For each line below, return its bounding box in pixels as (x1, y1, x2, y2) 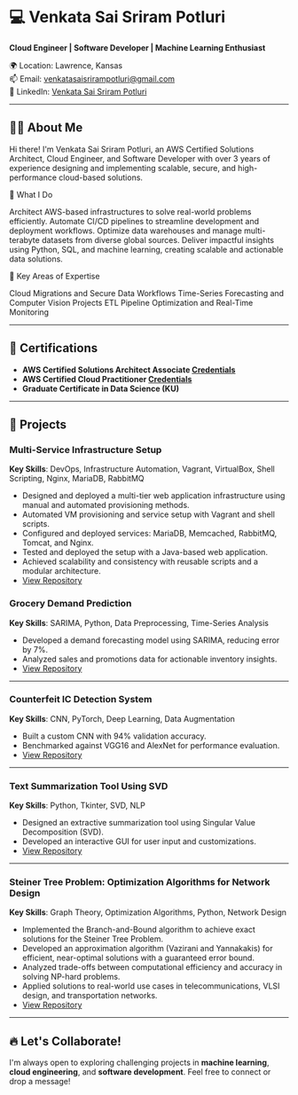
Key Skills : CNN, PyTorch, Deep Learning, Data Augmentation (9, 713, 235, 723)
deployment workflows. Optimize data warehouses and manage (9, 225, 242, 236)
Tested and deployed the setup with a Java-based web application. (21, 547, 269, 558)
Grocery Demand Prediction (9, 598, 132, 610)
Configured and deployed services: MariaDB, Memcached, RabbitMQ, (21, 528, 278, 539)
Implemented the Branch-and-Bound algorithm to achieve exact (21, 924, 255, 935)
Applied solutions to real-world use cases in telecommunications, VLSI (21, 981, 280, 991)
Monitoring (9, 307, 50, 317)
